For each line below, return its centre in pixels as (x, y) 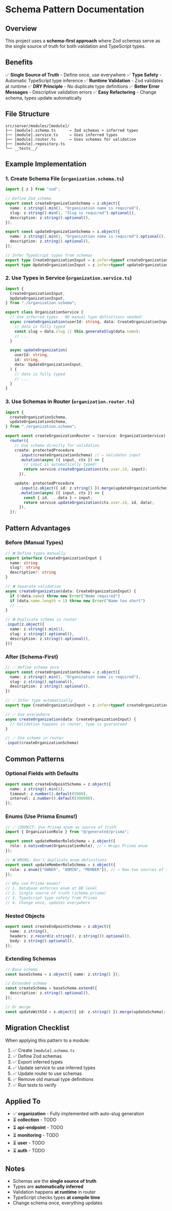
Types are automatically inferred (48, 1187)
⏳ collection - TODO (35, 1120)
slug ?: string (25, 568)
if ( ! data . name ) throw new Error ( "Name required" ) (65, 596)
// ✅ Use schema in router (35, 738)
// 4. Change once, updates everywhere (48, 903)
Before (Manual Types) (34, 543)
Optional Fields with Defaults (42, 773)
